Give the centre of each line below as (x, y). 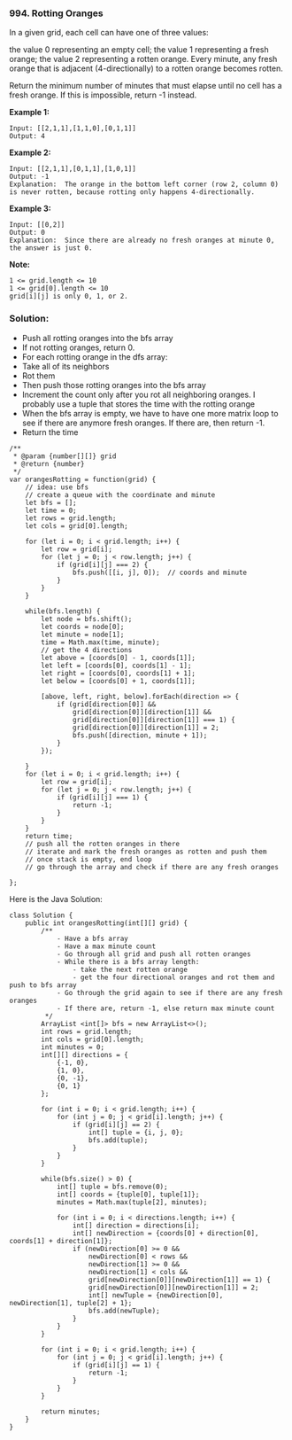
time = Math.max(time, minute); (101, 642)
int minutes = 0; (73, 1047)
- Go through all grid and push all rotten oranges (154, 954)
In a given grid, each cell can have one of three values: (109, 33)
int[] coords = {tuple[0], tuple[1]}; (128, 1195)
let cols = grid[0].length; (77, 525)
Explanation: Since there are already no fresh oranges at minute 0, (142, 241)
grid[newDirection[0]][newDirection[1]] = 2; (173, 1288)
